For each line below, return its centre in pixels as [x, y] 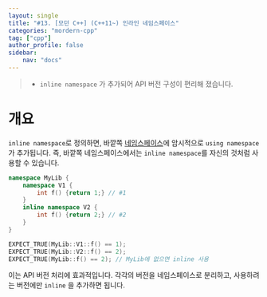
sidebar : [23, 53]
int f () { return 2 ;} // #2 [82, 215]
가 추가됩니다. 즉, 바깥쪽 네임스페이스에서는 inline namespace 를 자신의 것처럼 [130, 152]
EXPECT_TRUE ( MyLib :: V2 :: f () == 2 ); [67, 251]
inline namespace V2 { [60, 208]
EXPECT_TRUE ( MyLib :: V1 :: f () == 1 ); [67, 244]
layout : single [33, 16]
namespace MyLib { [39, 178]
